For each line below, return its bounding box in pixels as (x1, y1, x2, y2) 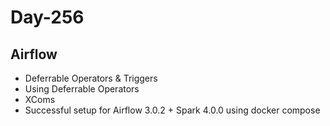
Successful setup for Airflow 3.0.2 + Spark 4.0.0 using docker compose (24, 104, 321, 116)
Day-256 (10, 6, 85, 29)
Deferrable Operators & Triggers (24, 72, 158, 84)
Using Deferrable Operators (24, 83, 140, 95)
